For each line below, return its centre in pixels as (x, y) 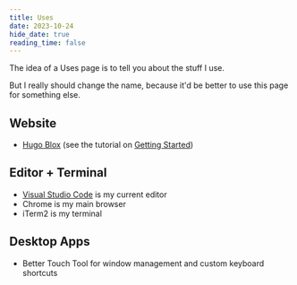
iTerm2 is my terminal (62, 213)
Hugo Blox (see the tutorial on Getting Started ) (108, 145)
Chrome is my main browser (74, 203)
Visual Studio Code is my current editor (94, 194)
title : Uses (31, 17)
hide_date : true (39, 34)
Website (33, 123)
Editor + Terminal (58, 173)
